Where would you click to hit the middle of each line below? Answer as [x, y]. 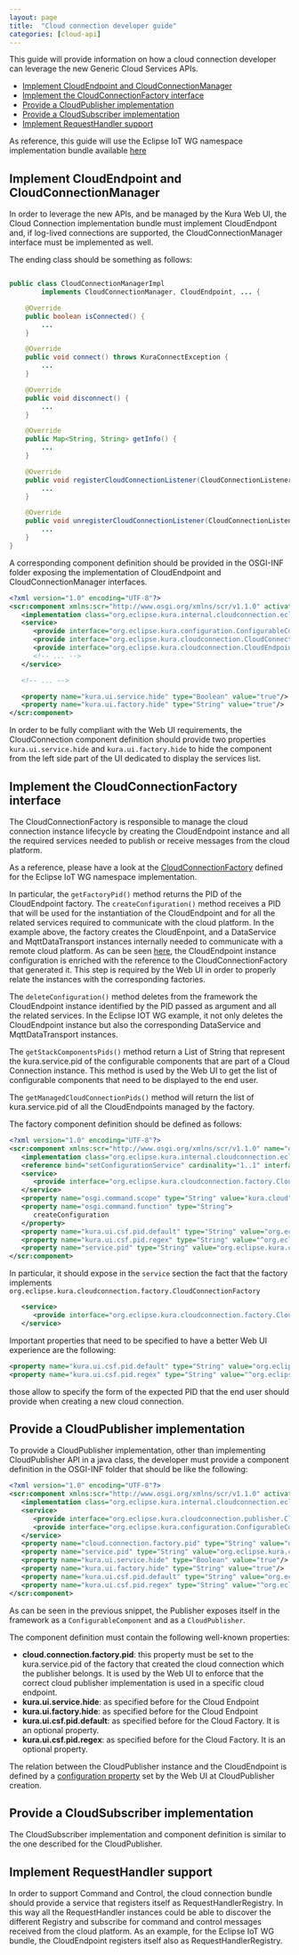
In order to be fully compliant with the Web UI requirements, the [126, 730]
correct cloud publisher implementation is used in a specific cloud [143, 1682]
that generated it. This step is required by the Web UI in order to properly [143, 970]
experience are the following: [63, 1349]
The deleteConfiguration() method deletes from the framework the [133, 997]
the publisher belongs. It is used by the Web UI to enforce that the [143, 1673]
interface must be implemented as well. [81, 242]
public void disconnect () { [77, 398]
